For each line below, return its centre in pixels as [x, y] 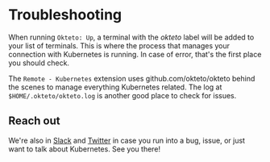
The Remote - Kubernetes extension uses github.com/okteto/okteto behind [132, 78]
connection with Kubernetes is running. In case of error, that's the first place [135, 54]
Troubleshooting [65, 15]
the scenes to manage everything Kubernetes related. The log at [115, 87]
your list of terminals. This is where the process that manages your [119, 45]
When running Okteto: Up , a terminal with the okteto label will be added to [131, 37]
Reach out [34, 121]
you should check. [39, 63]
